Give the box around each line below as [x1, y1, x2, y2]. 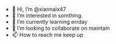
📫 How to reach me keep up [11, 32, 84, 38]
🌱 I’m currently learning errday [11, 18, 88, 25]
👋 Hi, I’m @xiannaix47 [11, 6, 66, 12]
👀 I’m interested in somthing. [11, 12, 83, 19]
